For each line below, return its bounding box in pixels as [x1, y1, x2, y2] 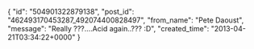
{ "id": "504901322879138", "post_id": [7, 7, 135, 16]
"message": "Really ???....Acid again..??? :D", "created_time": [7, 24, 210, 33]
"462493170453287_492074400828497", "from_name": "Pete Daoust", [7, 15, 244, 25]
